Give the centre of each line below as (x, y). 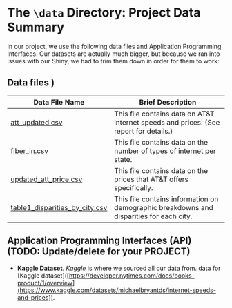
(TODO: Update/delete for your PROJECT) (99, 252)
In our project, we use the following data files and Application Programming (114, 46)
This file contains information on (166, 199)
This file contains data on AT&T (164, 114)
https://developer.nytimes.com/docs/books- (132, 275)
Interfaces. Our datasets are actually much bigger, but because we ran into (114, 54)
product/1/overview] (46, 283)
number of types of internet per (165, 151)
